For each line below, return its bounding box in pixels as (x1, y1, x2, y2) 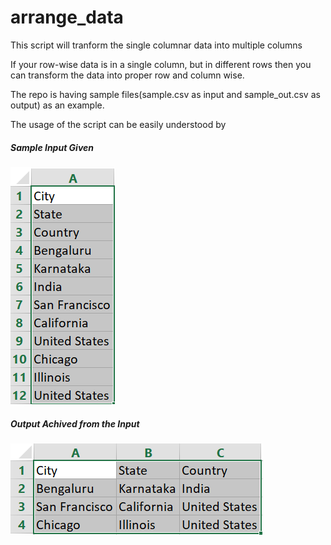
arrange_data (10, 6, 124, 29)
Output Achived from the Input (10, 417, 140, 430)
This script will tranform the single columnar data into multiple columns (10, 39, 303, 51)
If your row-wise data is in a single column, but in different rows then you (10, 58, 312, 70)
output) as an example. (10, 99, 105, 111)
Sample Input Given (10, 141, 95, 153)
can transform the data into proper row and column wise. (10, 69, 245, 81)
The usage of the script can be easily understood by (10, 118, 227, 130)
